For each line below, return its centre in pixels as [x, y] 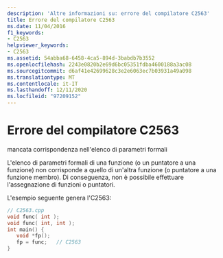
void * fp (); [33, 236]
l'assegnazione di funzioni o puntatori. [61, 184]
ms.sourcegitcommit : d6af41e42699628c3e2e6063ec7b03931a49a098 [99, 71]
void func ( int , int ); [41, 223]
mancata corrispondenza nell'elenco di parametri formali [87, 149]
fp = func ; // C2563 [48, 242]
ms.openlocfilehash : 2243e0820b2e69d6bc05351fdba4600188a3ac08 [99, 64]
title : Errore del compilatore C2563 [61, 20]
